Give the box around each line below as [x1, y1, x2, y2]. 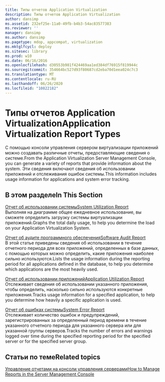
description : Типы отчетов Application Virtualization [5, 12, 121, 17]
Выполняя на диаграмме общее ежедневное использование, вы [5, 209, 142, 215]
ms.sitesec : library [5, 49, 48, 54]
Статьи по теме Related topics [5, 353, 101, 361]
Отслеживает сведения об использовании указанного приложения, [5, 281, 148, 287]
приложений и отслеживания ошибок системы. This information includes [5, 171, 157, 177]
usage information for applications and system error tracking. [5, 176, 130, 182]
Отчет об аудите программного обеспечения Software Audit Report [5, 234, 146, 241]
